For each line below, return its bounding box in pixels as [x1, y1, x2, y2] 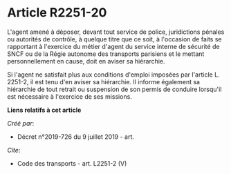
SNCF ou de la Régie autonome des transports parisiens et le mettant [7, 50, 205, 58]
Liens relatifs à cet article [7, 106, 82, 114]
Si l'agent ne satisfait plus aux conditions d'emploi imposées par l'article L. [7, 70, 220, 79]
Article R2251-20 [7, 5, 107, 21]
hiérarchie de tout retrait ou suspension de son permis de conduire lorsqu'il [7, 85, 222, 93]
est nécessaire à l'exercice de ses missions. [7, 92, 133, 101]
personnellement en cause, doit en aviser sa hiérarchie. [7, 57, 165, 65]
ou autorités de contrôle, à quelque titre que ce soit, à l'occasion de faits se [7, 35, 222, 43]
